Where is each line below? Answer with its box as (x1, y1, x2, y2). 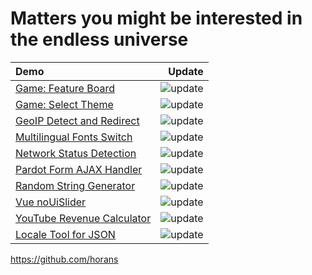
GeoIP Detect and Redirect (15, 113, 140, 127)
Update (168, 64, 204, 78)
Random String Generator (15, 178, 136, 192)
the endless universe (10, 28, 189, 51)
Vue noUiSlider (15, 195, 87, 209)
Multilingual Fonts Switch (15, 130, 133, 144)
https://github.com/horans (10, 253, 119, 265)
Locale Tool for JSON (15, 227, 116, 241)
